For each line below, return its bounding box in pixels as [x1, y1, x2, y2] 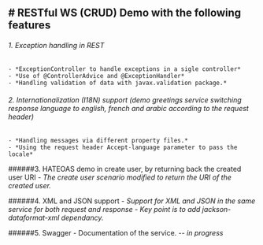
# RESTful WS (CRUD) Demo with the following [8, 6, 242, 20]
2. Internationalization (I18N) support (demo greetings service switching [8, 95, 242, 105]
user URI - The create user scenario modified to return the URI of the [8, 173, 232, 182]
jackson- [202, 204, 232, 213]
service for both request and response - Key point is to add [8, 204, 201, 213]
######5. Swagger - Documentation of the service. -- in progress [8, 228, 224, 237]
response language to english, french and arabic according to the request [8, 104, 250, 113]
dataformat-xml [8, 213, 60, 222]
